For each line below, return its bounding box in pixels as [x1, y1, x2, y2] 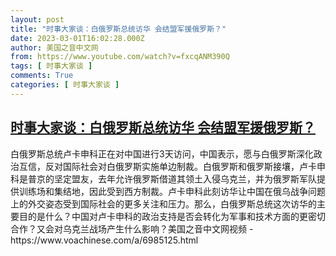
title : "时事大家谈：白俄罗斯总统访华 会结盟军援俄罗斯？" [10, 24, 227, 34]
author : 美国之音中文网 [10, 42, 99, 53]
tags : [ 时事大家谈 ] [10, 61, 93, 71]
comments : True [10, 71, 74, 81]
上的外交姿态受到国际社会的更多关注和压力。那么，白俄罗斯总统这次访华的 [10, 197, 317, 210]
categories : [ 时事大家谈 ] [10, 80, 120, 90]
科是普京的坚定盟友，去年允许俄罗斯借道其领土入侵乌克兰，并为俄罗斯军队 [10, 172, 317, 185]
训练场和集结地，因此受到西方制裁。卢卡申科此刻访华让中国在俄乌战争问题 [18, 185, 326, 197]
